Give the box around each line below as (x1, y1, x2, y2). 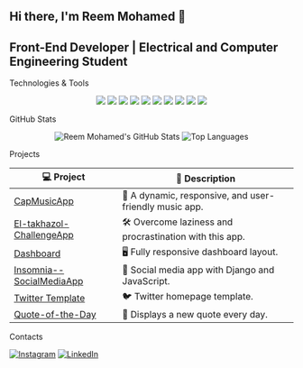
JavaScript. (122, 275, 170, 288)
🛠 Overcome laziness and (122, 216, 234, 228)
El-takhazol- (14, 217, 69, 230)
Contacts (9, 331, 43, 343)
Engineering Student (9, 53, 128, 69)
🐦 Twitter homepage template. (122, 290, 254, 303)
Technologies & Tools (9, 78, 89, 88)
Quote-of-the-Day (14, 308, 96, 321)
